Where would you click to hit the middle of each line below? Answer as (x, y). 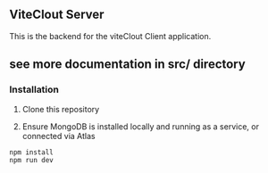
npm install (31, 152)
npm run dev (31, 160)
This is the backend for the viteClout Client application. (110, 36)
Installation (34, 90)
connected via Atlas (59, 136)
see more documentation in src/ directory (127, 65)
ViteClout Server (57, 15)
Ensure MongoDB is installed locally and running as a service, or (140, 126)
